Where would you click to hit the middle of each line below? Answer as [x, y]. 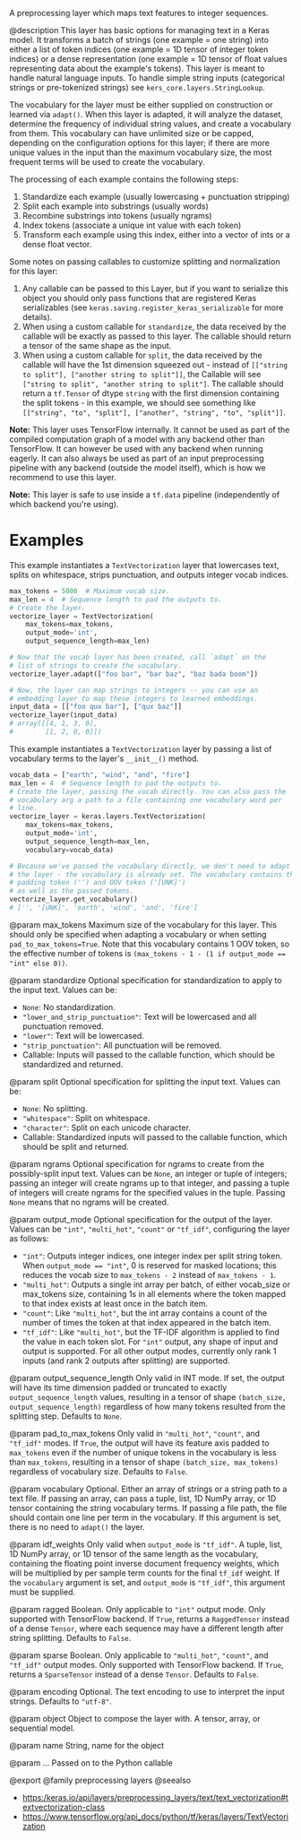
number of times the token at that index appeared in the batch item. [146, 1322]
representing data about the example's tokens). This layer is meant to [138, 68]
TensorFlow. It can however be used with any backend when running [136, 449]
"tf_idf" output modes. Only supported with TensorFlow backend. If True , [146, 1664]
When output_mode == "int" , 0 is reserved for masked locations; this [149, 1265]
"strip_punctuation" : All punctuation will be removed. [122, 1045]
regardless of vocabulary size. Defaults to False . [99, 1471]
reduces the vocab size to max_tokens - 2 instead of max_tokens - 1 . [149, 1274]
